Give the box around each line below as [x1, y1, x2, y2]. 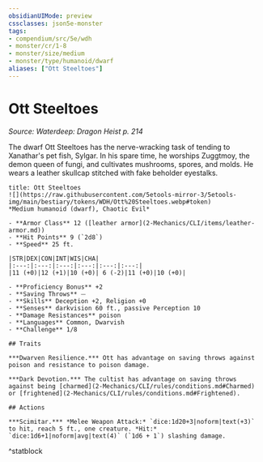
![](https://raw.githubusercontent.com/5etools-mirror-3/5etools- [8, 190, 237, 199]
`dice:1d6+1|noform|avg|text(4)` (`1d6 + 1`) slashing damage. [8, 431, 227, 440]
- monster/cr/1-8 [8, 42, 67, 50]
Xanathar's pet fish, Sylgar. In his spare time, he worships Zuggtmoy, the [8, 151, 250, 160]
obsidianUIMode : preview [8, 11, 92, 20]
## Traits [8, 340, 42, 348]
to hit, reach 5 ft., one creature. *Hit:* [8, 425, 158, 433]
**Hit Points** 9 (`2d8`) [15, 233, 104, 242]
